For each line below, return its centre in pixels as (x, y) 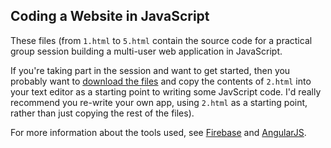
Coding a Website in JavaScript (110, 16)
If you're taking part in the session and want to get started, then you (150, 70)
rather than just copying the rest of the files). (102, 113)
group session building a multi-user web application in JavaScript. (146, 51)
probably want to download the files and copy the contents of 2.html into (161, 81)
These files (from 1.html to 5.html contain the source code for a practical (161, 40)
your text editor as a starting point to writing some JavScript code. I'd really (166, 91)
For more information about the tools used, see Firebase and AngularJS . (158, 132)
